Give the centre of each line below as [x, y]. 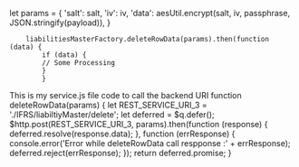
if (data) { [65, 55]
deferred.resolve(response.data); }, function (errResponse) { [122, 134]
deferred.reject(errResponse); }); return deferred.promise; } [121, 153]
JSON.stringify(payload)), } [60, 23]
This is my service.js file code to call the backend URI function [125, 95]
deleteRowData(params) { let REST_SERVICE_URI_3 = [109, 105]
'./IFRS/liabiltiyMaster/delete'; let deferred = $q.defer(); [112, 115]
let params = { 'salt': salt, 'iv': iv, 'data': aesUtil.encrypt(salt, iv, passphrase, [150, 13]
